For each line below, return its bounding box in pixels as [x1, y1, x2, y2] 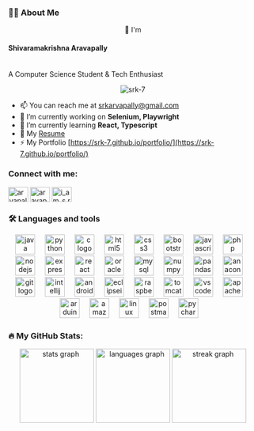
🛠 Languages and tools [8, 213, 100, 224]
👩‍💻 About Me [8, 7, 59, 18]
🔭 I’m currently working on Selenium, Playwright [19, 112, 180, 121]
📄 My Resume [19, 128, 66, 138]
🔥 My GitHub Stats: [8, 331, 84, 342]
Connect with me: [8, 168, 78, 180]
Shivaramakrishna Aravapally [8, 43, 108, 52]
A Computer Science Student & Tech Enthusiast [8, 69, 164, 78]
